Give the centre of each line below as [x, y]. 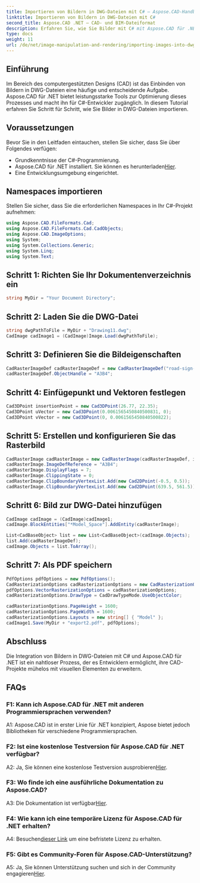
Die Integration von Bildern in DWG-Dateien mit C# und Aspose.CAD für [94, 656]
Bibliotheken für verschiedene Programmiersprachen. [72, 731]
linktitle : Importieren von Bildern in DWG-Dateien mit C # [81, 17]
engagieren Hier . [26, 874]
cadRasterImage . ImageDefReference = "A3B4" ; [62, 464]
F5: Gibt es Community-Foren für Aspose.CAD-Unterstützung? [99, 854]
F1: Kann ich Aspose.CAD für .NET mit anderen [75, 704]
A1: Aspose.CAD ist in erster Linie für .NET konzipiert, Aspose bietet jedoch [98, 725]
